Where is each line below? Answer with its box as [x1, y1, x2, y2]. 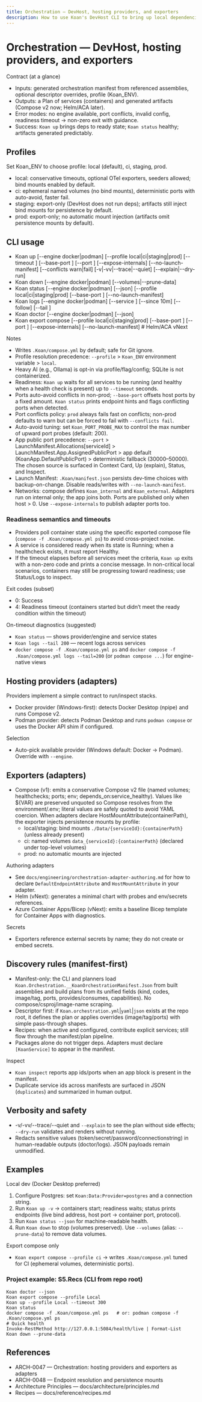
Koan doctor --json [6, 1289, 55, 1295]
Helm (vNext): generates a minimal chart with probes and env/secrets [14, 893, 188, 900]
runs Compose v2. [14, 710, 61, 717]
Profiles [6, 147, 36, 157]
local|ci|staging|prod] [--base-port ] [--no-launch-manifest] [14, 291, 164, 299]
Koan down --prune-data [6, 1331, 66, 1337]
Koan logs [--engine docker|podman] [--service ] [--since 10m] [14, 298, 173, 305]
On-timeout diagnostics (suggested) [6, 622, 96, 629]
